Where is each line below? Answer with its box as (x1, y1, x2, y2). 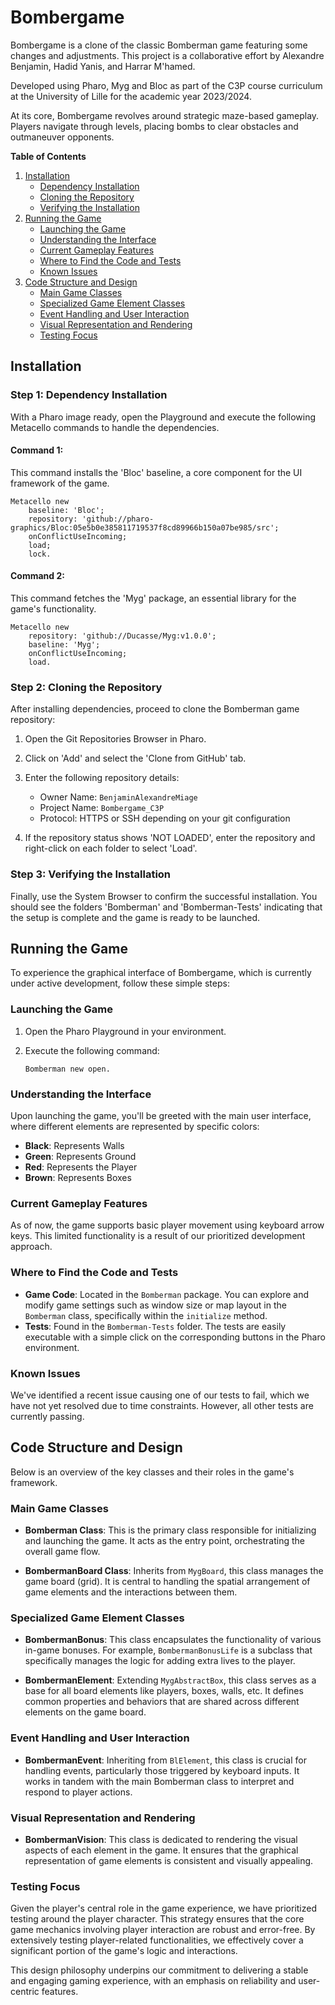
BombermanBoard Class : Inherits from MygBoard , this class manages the (24, 1565, 324, 1577)
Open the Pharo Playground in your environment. (24, 1025, 227, 1037)
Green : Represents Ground (24, 1151, 137, 1163)
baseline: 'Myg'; (28, 640, 101, 650)
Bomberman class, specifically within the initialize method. (24, 1309, 268, 1321)
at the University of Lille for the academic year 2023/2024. (10, 90, 252, 102)
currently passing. (10, 1410, 85, 1422)
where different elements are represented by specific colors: (10, 1121, 260, 1133)
